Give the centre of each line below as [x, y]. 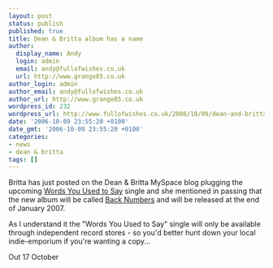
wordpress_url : [34, 115]
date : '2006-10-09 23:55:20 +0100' [69, 122]
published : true [36, 31]
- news [19, 144]
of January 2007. [37, 209]
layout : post [30, 16]
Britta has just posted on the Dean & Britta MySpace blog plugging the [126, 183]
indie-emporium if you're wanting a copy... [80, 241]
